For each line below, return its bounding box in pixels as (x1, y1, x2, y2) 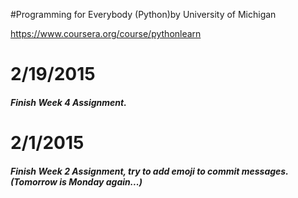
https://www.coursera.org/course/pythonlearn (10, 28, 202, 39)
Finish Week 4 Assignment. (10, 96, 127, 108)
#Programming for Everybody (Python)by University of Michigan (10, 9, 277, 20)
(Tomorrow (10, 175, 58, 188)
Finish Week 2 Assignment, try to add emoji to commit (10, 165, 240, 177)
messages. (241, 165, 289, 177)
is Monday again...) (59, 175, 143, 188)
